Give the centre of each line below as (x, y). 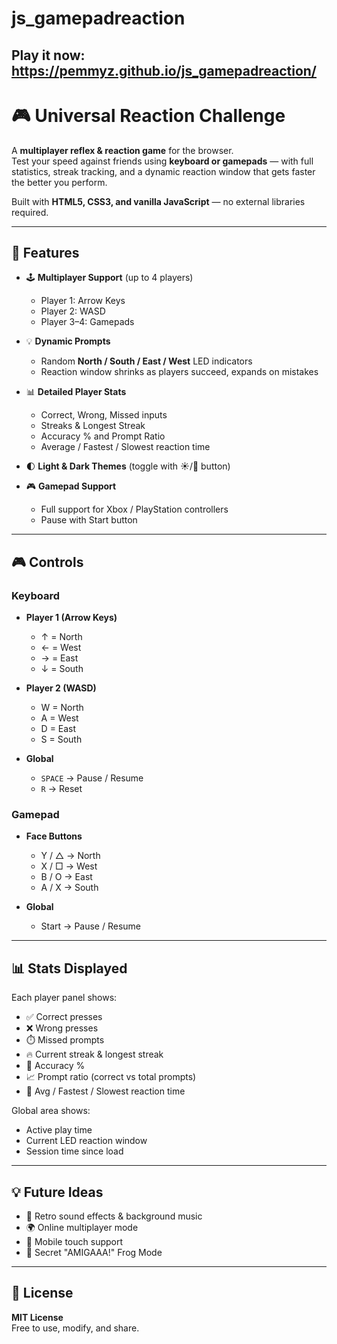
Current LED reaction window (86, 1141)
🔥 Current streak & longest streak (94, 1054)
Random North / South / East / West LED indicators (146, 361)
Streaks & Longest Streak (93, 426)
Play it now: (48, 55)
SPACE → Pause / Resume (92, 778)
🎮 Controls (47, 562)
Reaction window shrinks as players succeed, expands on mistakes (179, 372)
